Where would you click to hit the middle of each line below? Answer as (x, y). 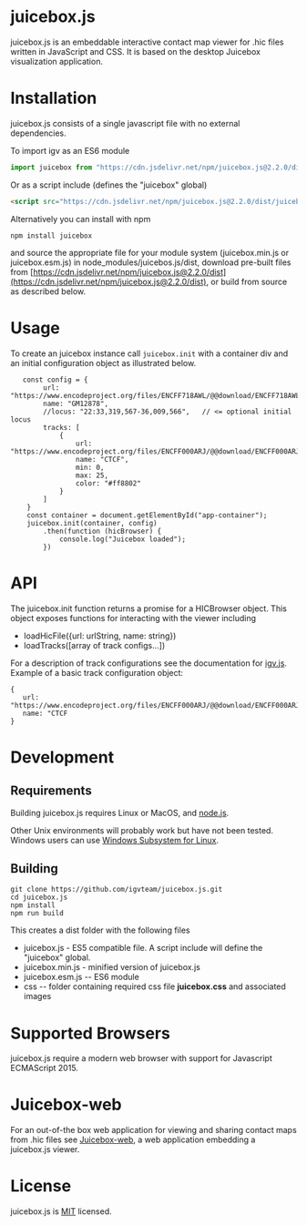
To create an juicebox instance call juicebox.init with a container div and (149, 353)
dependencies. (38, 133)
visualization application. (57, 61)
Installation (54, 98)
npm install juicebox (51, 235)
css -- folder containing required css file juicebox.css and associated (154, 986)
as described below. (48, 291)
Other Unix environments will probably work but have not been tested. (142, 830)
